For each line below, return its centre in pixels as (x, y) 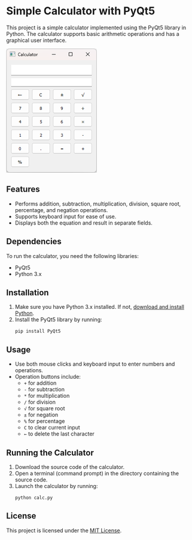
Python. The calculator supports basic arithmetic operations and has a (93, 33)
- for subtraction (44, 389)
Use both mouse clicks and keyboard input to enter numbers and (95, 364)
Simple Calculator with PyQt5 (81, 11)
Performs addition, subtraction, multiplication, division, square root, (98, 204)
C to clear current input (52, 428)
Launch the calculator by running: (56, 486)
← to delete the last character (59, 434)
